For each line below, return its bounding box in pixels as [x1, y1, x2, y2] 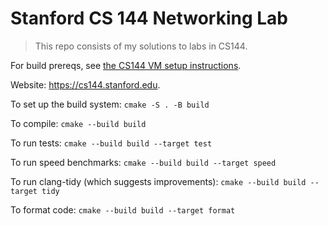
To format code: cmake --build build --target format [10, 203, 236, 216]
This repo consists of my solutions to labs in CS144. [34, 40, 248, 52]
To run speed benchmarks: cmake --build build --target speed [10, 156, 277, 168]
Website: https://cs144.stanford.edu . [10, 78, 161, 91]
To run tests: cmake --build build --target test [10, 137, 213, 149]
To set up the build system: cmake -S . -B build [10, 98, 210, 110]
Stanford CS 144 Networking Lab [10, 7, 288, 30]
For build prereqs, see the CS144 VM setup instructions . [10, 59, 242, 71]
